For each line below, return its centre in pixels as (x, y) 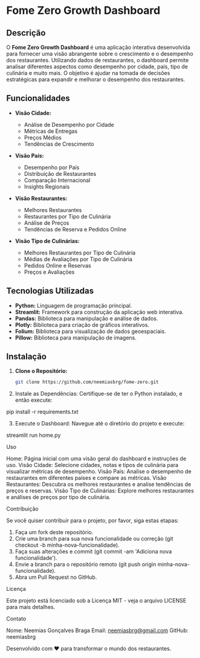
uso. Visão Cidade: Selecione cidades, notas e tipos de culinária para (92, 465)
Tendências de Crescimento (59, 144)
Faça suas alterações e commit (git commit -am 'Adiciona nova (93, 552)
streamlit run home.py (34, 435)
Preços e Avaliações (49, 272)
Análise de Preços (47, 223)
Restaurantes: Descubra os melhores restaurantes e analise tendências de (99, 485)
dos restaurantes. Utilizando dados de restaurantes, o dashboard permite (98, 60)
